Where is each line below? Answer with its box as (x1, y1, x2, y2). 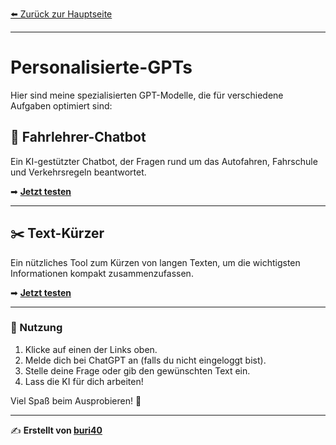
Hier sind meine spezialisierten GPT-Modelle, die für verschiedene (10, 89, 284, 101)
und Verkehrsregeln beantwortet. (10, 166, 147, 178)
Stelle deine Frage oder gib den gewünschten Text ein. (24, 364, 251, 377)
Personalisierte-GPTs (10, 56, 193, 79)
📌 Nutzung (10, 321, 63, 335)
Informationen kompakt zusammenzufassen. (10, 267, 194, 279)
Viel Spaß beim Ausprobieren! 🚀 (10, 394, 142, 407)
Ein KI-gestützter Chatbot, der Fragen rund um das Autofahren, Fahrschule (10, 155, 318, 167)
